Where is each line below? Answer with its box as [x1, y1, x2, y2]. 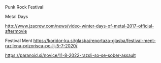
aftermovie [5, 28, 27, 34]
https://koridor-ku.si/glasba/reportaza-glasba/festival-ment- [33, 38, 156, 43]
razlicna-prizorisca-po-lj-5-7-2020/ [5, 43, 78, 48]
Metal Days [5, 14, 28, 19]
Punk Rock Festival [5, 4, 44, 10]
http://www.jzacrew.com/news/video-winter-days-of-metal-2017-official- [5, 23, 154, 29]
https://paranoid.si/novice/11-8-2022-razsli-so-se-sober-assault [5, 52, 136, 58]
